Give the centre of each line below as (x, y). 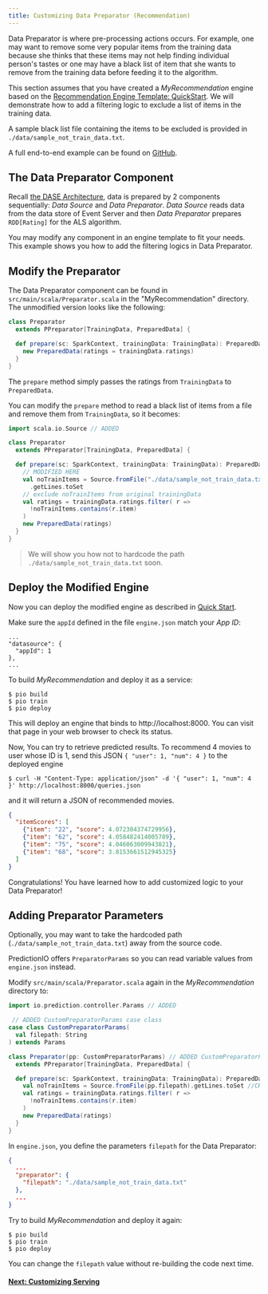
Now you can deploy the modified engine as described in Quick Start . (122, 606)
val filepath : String (51, 1035)
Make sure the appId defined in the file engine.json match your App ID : (124, 622)
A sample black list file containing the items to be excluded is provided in (128, 128)
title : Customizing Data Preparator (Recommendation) (100, 16)
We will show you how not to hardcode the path (106, 554)
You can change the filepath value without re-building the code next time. (131, 1263)
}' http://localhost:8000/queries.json (75, 785)
